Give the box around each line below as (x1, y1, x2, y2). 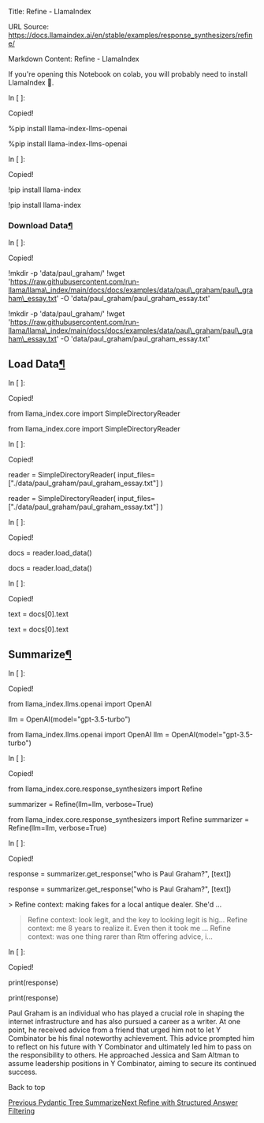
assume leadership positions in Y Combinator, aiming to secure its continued (8, 1058, 257, 1068)
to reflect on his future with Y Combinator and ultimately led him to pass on (8, 1042, 252, 1051)
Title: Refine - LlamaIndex (8, 7, 92, 16)
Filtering (8, 1106, 35, 1115)
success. (8, 1067, 38, 1076)
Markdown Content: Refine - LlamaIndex (8, 55, 139, 63)
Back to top (8, 1082, 46, 1091)
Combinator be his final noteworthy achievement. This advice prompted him (8, 1033, 255, 1042)
